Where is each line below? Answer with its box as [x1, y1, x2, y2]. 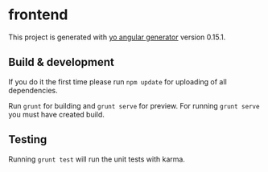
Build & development [8, 55, 114, 69]
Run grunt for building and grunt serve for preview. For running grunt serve [8, 100, 260, 110]
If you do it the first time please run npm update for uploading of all [8, 76, 227, 86]
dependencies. [8, 85, 58, 95]
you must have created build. [8, 109, 105, 119]
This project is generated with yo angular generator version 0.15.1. [8, 32, 226, 42]
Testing [8, 133, 47, 146]
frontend [8, 6, 68, 24]
